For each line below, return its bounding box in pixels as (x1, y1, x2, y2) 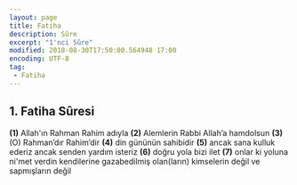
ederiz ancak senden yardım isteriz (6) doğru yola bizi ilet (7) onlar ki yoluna (9, 146, 289, 157)
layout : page (9, 12, 58, 22)
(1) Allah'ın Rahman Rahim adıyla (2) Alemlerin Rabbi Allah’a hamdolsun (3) (9, 127, 283, 138)
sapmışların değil (9, 165, 72, 176)
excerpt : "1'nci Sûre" (9, 37, 93, 47)
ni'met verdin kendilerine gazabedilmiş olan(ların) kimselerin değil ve (9, 156, 261, 166)
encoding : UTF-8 (9, 54, 69, 63)
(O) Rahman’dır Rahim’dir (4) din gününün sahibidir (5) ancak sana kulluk (9, 137, 276, 148)
